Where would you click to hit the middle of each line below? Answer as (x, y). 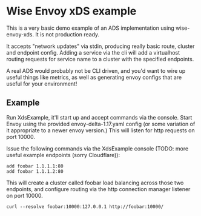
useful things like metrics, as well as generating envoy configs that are (94, 77)
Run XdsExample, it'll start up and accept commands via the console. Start (99, 117)
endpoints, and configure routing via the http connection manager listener (98, 189)
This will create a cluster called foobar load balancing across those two (95, 183)
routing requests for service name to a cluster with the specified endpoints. (100, 59)
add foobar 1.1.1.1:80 (35, 166)
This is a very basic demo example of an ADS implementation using (90, 28)
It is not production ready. (68, 34)
